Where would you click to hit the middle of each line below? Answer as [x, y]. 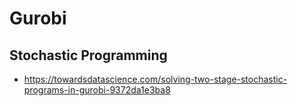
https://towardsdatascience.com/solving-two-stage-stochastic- [155, 79]
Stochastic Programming [88, 55]
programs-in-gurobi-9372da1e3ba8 [97, 90]
